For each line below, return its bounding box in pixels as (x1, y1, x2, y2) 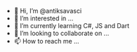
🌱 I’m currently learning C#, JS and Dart (13, 22, 130, 30)
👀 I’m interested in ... (13, 14, 74, 22)
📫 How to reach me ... (13, 37, 79, 45)
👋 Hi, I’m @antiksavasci (13, 7, 82, 15)
